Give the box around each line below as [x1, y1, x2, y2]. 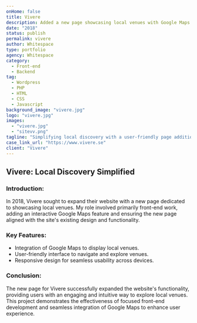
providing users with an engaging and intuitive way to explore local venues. [6, 291, 188, 298]
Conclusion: [6, 271, 42, 280]
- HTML [11, 90, 28, 96]
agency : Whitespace [6, 52, 54, 58]
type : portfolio [6, 47, 46, 53]
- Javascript [11, 101, 43, 107]
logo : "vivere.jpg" [6, 112, 54, 118]
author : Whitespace [6, 42, 54, 48]
